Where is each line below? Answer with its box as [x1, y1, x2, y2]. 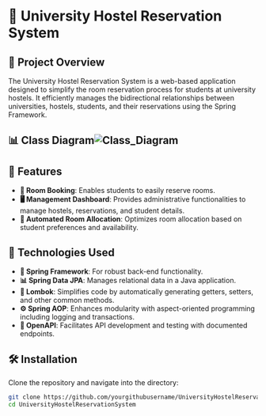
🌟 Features [8, 165, 63, 178]
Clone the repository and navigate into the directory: [8, 377, 180, 387]
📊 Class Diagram [8, 134, 95, 147]
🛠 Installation [8, 353, 78, 366]
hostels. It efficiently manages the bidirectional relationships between [8, 93, 235, 102]
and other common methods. [19, 296, 115, 305]
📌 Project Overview [8, 55, 105, 69]
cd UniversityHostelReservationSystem [8, 400, 136, 408]
